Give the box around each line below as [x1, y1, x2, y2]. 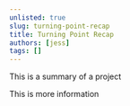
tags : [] [9, 47, 42, 56]
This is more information [9, 89, 100, 100]
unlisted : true [9, 13, 66, 22]
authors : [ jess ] [9, 38, 70, 48]
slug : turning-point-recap [9, 22, 110, 31]
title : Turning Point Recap [9, 30, 115, 39]
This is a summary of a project [9, 71, 122, 82]
